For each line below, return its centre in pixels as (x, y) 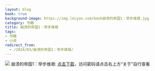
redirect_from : (20, 45)
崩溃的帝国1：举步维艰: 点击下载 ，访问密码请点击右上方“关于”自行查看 (80, 64)
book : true (16, 14)
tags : (10, 32)
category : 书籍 (20, 23)
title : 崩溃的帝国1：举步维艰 (32, 27)
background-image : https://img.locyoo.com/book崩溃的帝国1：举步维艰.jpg (77, 18)
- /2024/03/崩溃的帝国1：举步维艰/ (42, 49)
